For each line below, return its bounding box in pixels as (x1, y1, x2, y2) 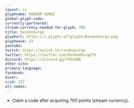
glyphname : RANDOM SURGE (5, 12, 55, 17)
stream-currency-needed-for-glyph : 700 (5, 25, 86, 30)
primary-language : (5, 66, 42, 71)
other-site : (5, 61, 29, 66)
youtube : (5, 43, 23, 48)
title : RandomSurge (5, 30, 45, 35)
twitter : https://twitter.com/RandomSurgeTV (5, 52, 96, 57)
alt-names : (5, 84, 27, 89)
